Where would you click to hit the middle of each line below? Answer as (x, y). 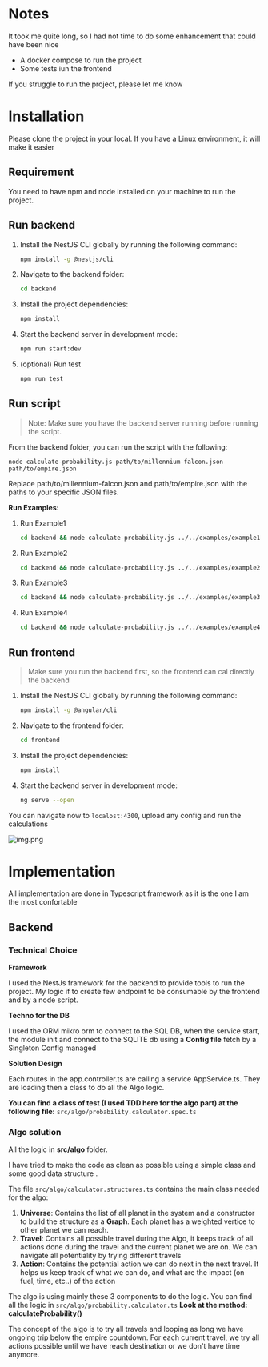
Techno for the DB (39, 1016)
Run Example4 (44, 613)
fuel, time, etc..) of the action (68, 1281)
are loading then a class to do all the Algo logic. (86, 1088)
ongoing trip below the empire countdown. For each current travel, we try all (134, 1337)
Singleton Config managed (52, 1048)
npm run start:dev (50, 349)
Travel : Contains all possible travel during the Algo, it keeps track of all (136, 1239)
